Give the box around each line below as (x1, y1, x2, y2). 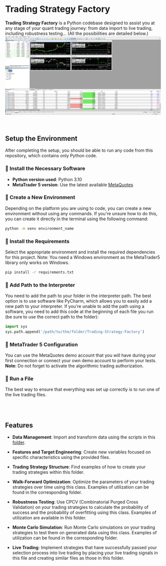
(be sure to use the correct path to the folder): (5, 314, 99, 320)
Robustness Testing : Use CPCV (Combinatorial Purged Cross (12, 499, 138, 505)
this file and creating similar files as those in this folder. (12, 555, 124, 561)
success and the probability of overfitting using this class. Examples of (12, 509, 157, 515)
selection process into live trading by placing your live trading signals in (12, 550, 158, 556)
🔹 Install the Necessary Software (5, 165, 85, 172)
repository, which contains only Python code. (5, 153, 97, 159)
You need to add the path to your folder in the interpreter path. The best (5, 293, 152, 299)
